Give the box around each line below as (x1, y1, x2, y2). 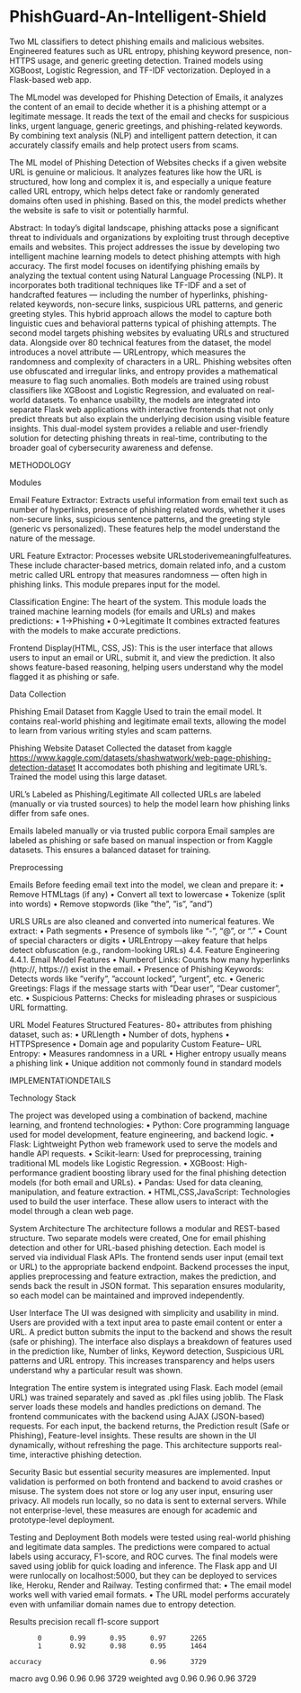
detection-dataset (9, 761, 76, 772)
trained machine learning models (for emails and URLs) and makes (9, 606, 256, 617)
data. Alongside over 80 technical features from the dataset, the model (9, 337, 271, 347)
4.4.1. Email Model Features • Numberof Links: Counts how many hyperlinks (9, 954, 290, 965)
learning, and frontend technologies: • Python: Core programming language (9, 1119, 290, 1130)
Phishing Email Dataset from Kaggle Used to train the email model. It (9, 706, 262, 716)
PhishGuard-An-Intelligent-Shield (9, 6, 267, 27)
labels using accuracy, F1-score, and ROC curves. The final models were (9, 1551, 279, 1562)
